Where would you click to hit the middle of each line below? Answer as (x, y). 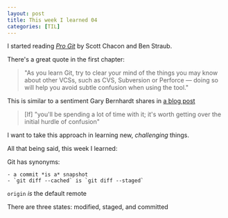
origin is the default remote (47, 194)
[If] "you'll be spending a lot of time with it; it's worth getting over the (123, 114)
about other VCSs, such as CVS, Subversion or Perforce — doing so (121, 80)
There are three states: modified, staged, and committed (88, 207)
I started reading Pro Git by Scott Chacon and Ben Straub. (90, 46)
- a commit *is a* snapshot (48, 175)
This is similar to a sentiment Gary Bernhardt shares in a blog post (101, 101)
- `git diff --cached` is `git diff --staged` (76, 181)
